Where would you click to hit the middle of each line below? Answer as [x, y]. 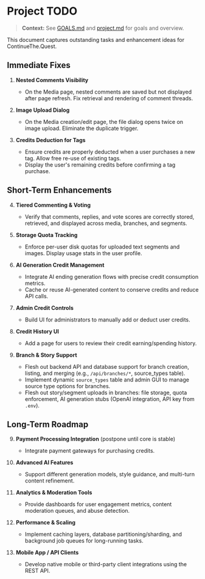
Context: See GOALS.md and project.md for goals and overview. [103, 28]
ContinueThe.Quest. [32, 46]
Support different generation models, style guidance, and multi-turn [110, 475]
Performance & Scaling [45, 522]
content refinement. [50, 481]
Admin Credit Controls [44, 307]
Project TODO [42, 11]
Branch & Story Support [47, 355]
